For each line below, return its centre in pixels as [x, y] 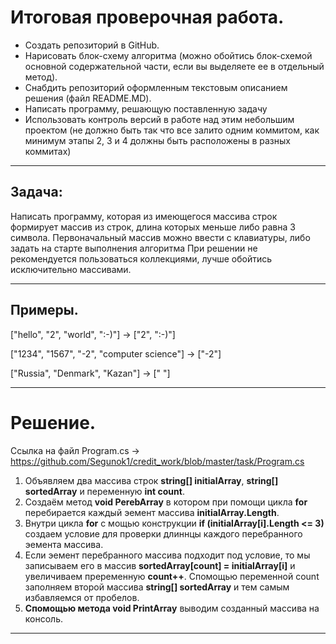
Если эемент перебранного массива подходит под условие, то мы [167, 555]
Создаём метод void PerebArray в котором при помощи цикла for [166, 502]
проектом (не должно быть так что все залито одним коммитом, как [172, 130]
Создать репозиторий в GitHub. [92, 45]
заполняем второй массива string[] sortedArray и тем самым [157, 587]
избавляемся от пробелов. [82, 597]
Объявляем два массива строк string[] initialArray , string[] [151, 480]
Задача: [36, 192]
